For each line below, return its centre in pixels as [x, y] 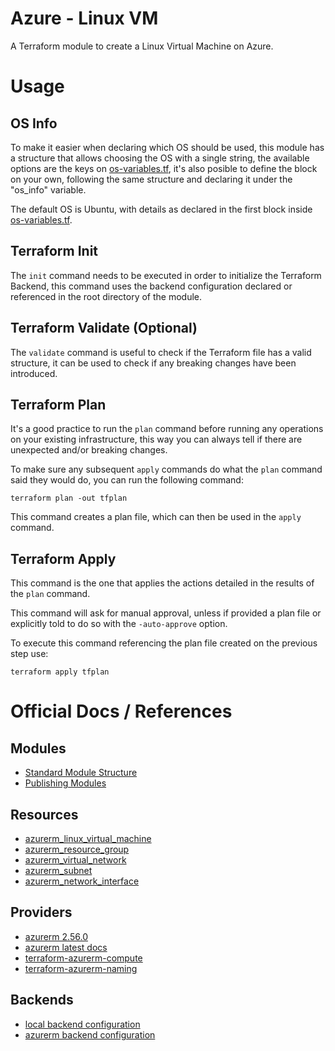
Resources [44, 814]
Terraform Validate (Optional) [104, 328]
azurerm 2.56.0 [56, 936]
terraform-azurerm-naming [81, 968]
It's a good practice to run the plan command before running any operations [167, 429]
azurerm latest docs [66, 947]
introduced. [34, 373]
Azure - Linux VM [84, 18]
